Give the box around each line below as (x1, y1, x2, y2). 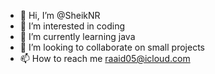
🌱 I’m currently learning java (19, 31, 136, 42)
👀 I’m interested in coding (19, 20, 126, 32)
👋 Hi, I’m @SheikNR (19, 10, 101, 21)
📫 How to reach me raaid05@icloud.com (19, 53, 191, 64)
